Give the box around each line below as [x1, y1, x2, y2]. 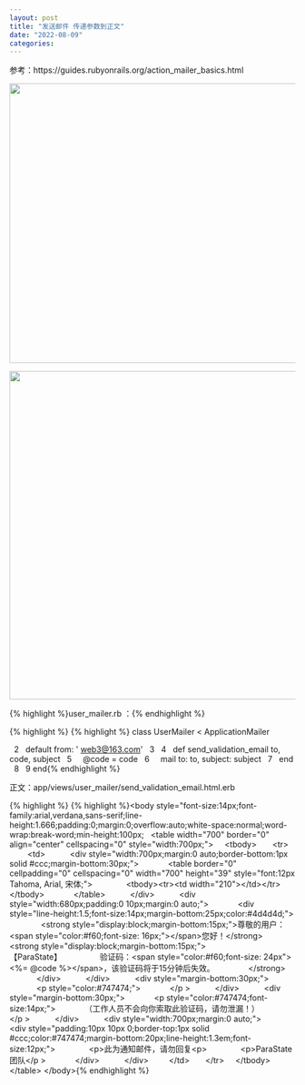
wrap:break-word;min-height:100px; [9, 829, 145, 840]
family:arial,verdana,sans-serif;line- [9, 810, 143, 821]
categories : [9, 38, 54, 48]
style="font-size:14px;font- [155, 800, 257, 811]
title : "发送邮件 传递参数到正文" [9, 22, 125, 31]
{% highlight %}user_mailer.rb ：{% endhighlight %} [9, 708, 206, 719]
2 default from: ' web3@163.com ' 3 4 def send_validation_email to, [13, 744, 281, 755]
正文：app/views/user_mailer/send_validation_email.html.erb [9, 782, 236, 793]
